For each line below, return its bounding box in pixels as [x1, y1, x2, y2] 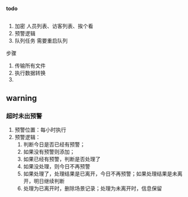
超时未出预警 [6, 111, 43, 120]
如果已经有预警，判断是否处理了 [23, 155, 101, 163]
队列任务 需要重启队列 [14, 38, 68, 45]
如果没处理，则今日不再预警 [23, 163, 91, 170]
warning [6, 93, 37, 103]
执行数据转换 [14, 70, 46, 77]
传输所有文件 [14, 62, 46, 69]
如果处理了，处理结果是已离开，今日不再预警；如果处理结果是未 [23, 170, 177, 178]
